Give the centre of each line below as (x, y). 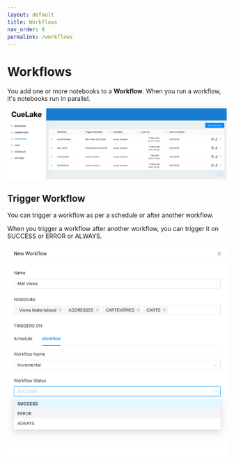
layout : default (31, 15)
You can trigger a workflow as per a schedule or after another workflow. (110, 215)
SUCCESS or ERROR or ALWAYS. (55, 236)
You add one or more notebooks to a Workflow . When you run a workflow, (114, 91)
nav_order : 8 (26, 29)
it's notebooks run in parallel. (49, 99)
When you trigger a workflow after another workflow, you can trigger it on (113, 229)
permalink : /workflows (40, 37)
